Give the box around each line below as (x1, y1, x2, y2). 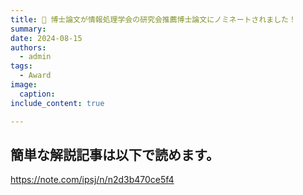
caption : (19, 89, 56, 99)
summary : (10, 24, 47, 34)
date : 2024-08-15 (10, 33, 83, 43)
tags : (10, 61, 33, 71)
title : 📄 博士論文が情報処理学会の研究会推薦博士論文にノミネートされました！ (10, 14, 297, 25)
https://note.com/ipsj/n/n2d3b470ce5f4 (10, 174, 175, 186)
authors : (10, 42, 47, 53)
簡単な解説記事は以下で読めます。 (10, 146, 220, 163)
